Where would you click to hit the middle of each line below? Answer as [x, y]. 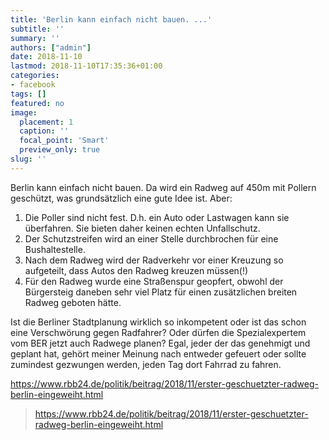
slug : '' [28, 159]
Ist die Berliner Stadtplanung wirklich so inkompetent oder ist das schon [158, 322]
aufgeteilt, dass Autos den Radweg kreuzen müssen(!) [136, 270]
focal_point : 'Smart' [64, 141]
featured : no [37, 103]
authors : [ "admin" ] [51, 47]
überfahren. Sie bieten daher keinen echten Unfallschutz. [142, 228]
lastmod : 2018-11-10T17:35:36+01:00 [86, 66]
